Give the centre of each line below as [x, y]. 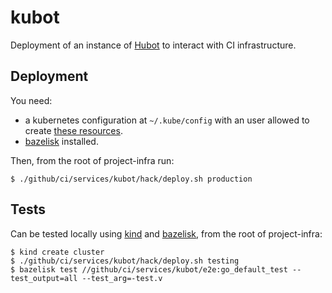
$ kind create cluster [57, 252]
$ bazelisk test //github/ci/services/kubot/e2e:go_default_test [149, 269]
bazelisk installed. [61, 141]
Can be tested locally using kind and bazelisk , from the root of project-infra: [166, 233]
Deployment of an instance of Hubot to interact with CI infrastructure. [153, 45]
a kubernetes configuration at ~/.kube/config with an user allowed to [167, 120]
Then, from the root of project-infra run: [92, 160]
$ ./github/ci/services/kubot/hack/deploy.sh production [131, 179]
